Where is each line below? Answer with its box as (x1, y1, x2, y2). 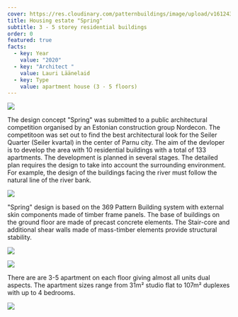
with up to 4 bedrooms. (7, 289, 76, 297)
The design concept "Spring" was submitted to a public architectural (7, 116, 208, 124)
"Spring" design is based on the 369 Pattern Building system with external (7, 203, 225, 211)
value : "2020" (20, 57, 62, 64)
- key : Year (13, 50, 50, 57)
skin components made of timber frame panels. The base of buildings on (7, 211, 220, 219)
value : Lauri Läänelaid (20, 69, 91, 77)
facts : (7, 43, 27, 50)
